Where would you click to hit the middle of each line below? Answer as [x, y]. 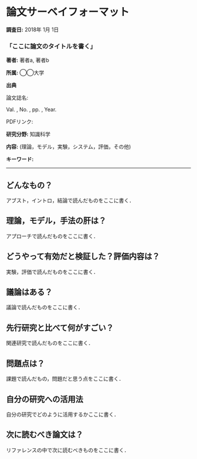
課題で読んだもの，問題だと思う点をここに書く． [65, 379]
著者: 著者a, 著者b [28, 60]
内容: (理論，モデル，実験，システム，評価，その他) [69, 147]
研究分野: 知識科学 [28, 134]
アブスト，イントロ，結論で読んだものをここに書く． [70, 200]
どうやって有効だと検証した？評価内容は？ [83, 257]
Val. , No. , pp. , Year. [31, 110]
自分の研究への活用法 [45, 399]
